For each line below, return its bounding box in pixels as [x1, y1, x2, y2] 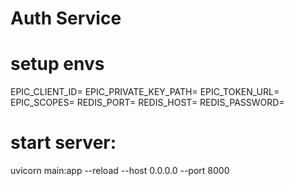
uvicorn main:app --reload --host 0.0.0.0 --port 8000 [10, 165, 230, 177]
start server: [10, 132, 117, 154]
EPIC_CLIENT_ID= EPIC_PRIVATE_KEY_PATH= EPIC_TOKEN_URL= [10, 86, 280, 98]
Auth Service [10, 7, 122, 30]
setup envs [10, 53, 105, 76]
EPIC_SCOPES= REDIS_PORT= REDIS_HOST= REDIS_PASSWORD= [10, 97, 285, 109]
